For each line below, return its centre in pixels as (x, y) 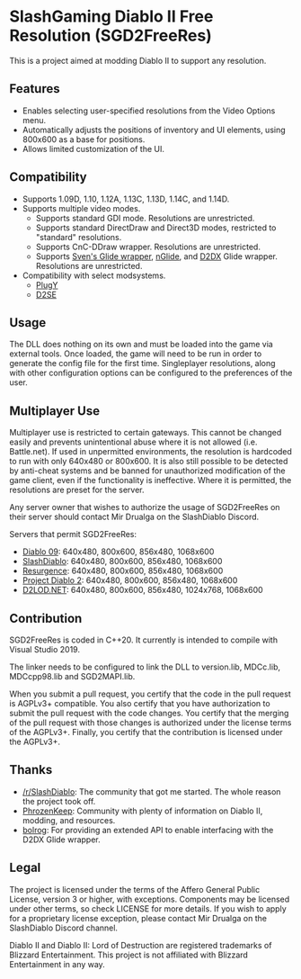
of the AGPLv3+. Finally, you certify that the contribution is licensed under (146, 732)
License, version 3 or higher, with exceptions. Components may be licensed (150, 899)
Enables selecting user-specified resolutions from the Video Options (149, 111)
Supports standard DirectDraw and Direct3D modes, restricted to (156, 228)
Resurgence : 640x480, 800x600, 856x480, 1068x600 (123, 571)
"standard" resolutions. (79, 237)
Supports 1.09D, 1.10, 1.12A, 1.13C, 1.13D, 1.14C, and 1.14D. (126, 199)
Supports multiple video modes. (81, 208)
